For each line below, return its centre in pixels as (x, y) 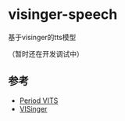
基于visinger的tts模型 (42, 37)
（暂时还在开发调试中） (46, 53)
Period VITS (39, 101)
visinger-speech (63, 15)
